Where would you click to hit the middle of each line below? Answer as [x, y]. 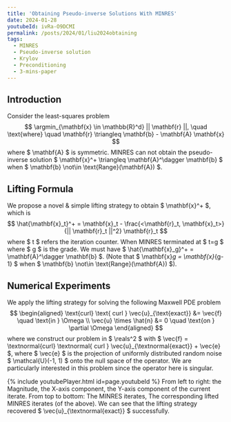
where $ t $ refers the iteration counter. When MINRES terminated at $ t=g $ [115, 242]
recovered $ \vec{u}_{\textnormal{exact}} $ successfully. [89, 411]
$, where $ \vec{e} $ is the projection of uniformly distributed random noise [114, 353]
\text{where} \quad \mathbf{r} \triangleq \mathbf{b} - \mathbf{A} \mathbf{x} [116, 134]
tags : [15, 39]
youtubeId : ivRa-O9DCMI [41, 26]
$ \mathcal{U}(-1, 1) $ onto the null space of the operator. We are [99, 360]
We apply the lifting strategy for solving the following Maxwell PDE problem [114, 302]
